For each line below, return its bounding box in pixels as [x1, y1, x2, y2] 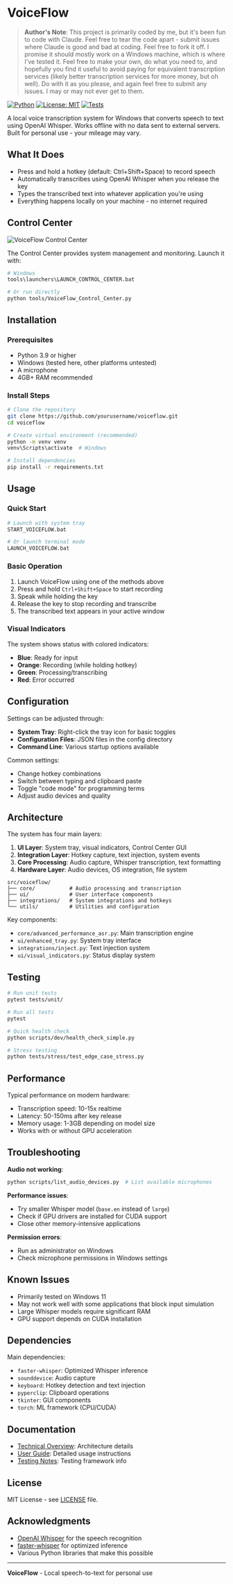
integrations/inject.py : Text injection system [17, 944, 150, 952]
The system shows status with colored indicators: [7, 639, 149, 648]
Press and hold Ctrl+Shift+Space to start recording [17, 585, 163, 593]
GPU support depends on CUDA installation [17, 1314, 142, 1323]
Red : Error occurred [17, 676, 75, 684]
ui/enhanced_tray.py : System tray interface [17, 936, 141, 945]
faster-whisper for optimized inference [17, 1541, 128, 1549]
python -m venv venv [7, 438, 67, 446]
